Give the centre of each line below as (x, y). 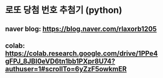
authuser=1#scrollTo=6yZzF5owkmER (66, 69)
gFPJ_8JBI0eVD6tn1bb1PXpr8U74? (60, 61)
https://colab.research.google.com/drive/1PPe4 (81, 53)
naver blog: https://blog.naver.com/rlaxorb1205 (81, 29)
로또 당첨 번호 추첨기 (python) (64, 10)
